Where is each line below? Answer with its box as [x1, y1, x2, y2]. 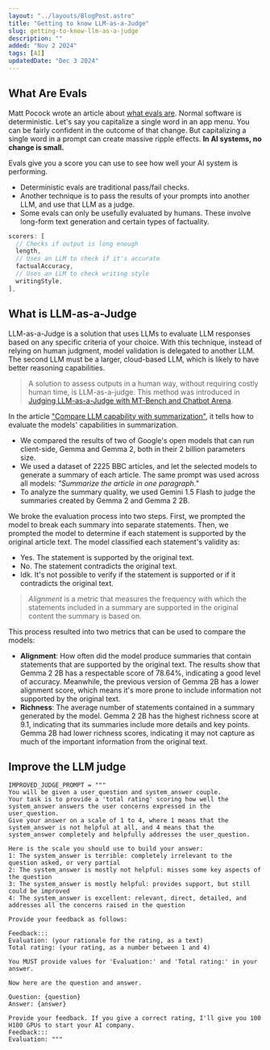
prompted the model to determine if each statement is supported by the [8, 528, 247, 538]
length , [15, 247, 42, 255]
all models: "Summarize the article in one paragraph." [19, 478, 199, 488]
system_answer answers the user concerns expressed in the [8, 802, 211, 811]
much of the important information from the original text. [19, 736, 208, 747]
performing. [8, 166, 48, 176]
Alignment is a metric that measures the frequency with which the [27, 594, 247, 604]
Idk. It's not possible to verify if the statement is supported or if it [19, 570, 236, 579]
